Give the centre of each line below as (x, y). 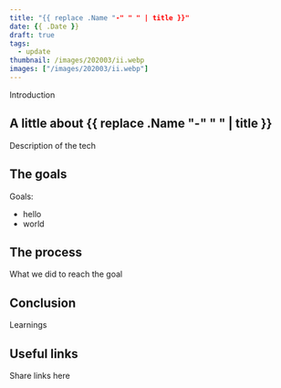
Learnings (28, 325)
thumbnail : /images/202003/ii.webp (77, 60)
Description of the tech (52, 145)
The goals (38, 174)
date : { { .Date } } (44, 26)
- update (34, 52)
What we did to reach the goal (66, 274)
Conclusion (43, 303)
